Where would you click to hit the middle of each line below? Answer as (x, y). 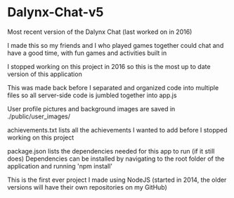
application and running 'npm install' (60, 166)
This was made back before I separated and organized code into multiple (113, 87)
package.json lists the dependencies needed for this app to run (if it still (111, 151)
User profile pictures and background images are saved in (91, 109)
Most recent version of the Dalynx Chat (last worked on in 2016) (100, 32)
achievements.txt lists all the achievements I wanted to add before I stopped (117, 130)
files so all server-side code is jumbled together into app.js (92, 95)
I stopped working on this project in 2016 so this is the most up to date (109, 66)
